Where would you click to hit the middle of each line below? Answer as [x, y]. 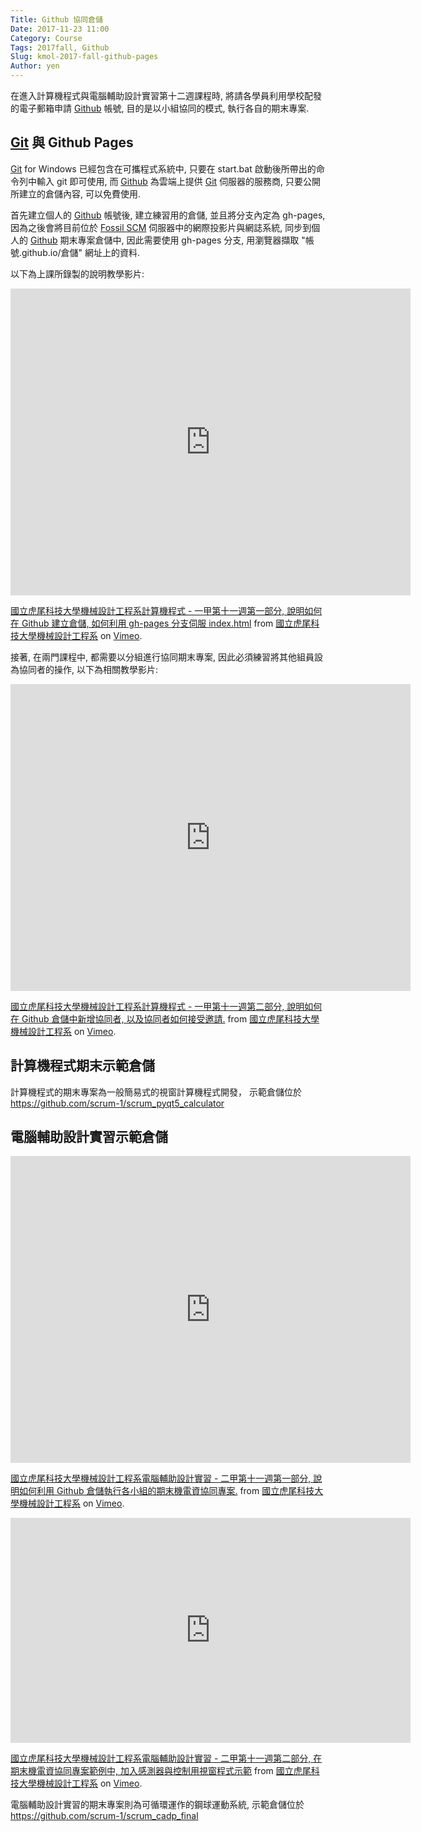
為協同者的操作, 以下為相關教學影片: [84, 669]
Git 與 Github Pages [72, 142]
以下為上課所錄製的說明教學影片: [77, 273]
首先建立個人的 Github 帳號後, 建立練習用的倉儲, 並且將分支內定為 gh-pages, [168, 215]
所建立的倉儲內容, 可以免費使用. [76, 193]
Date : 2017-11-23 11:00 [60, 29]
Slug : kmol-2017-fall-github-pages [84, 57]
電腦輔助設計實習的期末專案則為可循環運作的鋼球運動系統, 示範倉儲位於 [157, 1805]
